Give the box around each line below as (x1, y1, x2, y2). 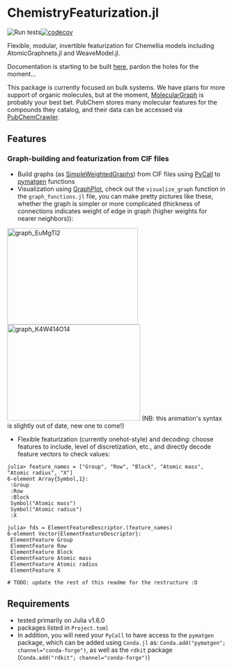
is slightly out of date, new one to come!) (7, 421, 125, 430)
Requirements (7, 598, 70, 610)
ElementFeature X (10, 566, 61, 574)
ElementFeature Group (10, 536, 73, 543)
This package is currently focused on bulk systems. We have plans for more (7, 83, 225, 91)
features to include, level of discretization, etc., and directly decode (17, 442, 211, 451)
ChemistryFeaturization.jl (7, 5, 159, 21)
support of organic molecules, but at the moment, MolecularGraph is (7, 91, 204, 99)
